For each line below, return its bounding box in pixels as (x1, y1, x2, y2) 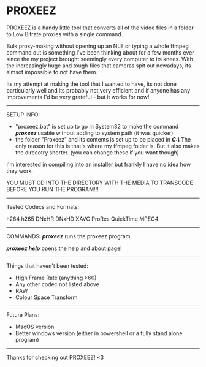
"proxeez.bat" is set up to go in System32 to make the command (15, 123, 179, 130)
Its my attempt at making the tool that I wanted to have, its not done (6, 80, 177, 88)
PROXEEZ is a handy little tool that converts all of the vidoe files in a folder (6, 24, 194, 31)
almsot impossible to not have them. (6, 68, 98, 75)
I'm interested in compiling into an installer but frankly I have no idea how (6, 161, 191, 168)
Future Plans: (6, 311, 40, 319)
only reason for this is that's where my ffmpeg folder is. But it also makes (15, 142, 200, 149)
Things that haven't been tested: (6, 262, 89, 270)
